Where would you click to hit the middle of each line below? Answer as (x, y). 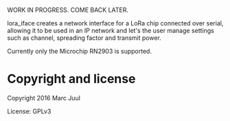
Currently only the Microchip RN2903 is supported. (80, 51)
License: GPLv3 (29, 111)
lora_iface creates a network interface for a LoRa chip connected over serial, (115, 23)
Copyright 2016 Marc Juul (44, 98)
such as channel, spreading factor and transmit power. (84, 38)
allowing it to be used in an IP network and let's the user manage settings (111, 31)
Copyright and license (71, 79)
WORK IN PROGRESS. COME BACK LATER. (68, 10)
